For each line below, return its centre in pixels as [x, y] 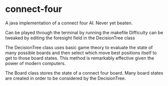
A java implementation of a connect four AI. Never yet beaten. [69, 23]
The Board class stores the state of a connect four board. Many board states [84, 73]
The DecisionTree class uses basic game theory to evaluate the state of [79, 47]
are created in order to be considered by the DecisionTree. [66, 78]
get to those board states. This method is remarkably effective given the [80, 58]
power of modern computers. [36, 63]
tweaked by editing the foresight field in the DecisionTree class [70, 38]
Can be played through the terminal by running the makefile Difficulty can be [84, 32]
